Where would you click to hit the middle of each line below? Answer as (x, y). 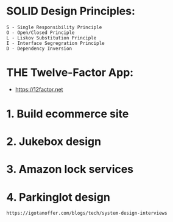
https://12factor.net (39, 89)
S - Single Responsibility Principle (54, 27)
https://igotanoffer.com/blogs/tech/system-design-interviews (87, 214)
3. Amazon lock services (70, 170)
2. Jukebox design (54, 142)
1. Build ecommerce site (68, 114)
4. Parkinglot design (58, 197)
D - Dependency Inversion (39, 49)
